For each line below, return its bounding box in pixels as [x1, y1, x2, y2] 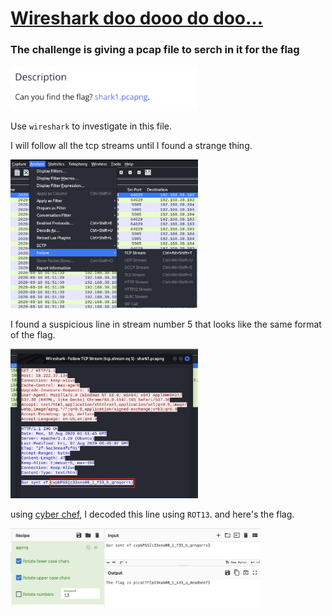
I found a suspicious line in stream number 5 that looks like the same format [10, 318, 322, 331]
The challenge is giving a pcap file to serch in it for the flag [10, 43, 300, 57]
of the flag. [10, 329, 56, 341]
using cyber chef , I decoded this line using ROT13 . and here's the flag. [10, 508, 295, 520]
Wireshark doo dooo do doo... [10, 7, 264, 30]
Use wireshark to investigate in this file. [10, 120, 172, 132]
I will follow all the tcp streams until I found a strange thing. [10, 140, 253, 152]
